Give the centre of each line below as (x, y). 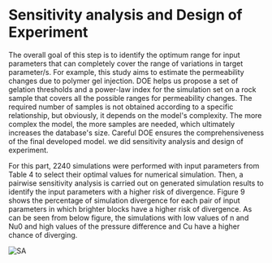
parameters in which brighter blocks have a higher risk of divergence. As (130, 208)
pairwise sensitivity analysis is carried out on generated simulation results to (136, 183)
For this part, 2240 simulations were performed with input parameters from (134, 165)
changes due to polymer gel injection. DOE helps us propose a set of (123, 81)
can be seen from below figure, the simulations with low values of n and (129, 217)
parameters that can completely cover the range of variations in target (126, 64)
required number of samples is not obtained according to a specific (121, 107)
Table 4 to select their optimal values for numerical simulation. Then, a (126, 174)
